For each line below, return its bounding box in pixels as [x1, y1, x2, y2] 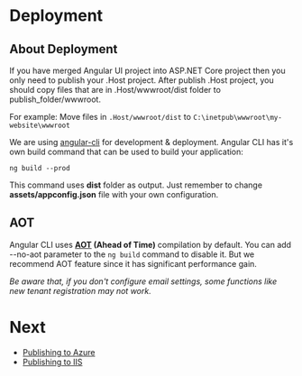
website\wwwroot [9, 121, 70, 130]
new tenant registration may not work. [9, 285, 151, 296]
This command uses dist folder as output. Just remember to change [9, 179, 263, 190]
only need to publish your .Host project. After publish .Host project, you [9, 75, 275, 86]
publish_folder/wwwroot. [9, 94, 102, 105]
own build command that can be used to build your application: [9, 146, 243, 157]
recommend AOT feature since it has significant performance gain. [9, 258, 257, 269]
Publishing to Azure [22, 346, 96, 357]
